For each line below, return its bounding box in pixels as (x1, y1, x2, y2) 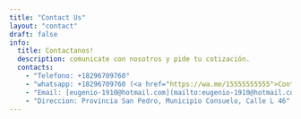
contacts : (17, 64, 54, 72)
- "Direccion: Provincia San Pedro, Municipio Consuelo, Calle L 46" (25, 96, 291, 106)
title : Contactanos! (17, 47, 94, 55)
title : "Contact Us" (9, 13, 87, 22)
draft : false (9, 30, 58, 38)
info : (9, 38, 30, 47)
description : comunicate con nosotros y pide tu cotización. (17, 55, 251, 64)
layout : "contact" (9, 21, 78, 30)
